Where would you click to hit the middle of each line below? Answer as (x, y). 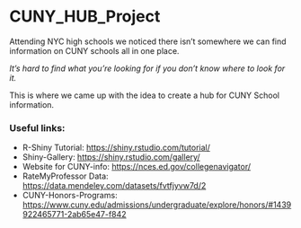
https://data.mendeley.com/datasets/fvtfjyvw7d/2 (114, 186)
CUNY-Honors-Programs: (70, 196)
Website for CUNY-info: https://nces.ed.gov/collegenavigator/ (137, 167)
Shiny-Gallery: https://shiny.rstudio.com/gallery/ (111, 157)
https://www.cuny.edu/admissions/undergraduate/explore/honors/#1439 (157, 205)
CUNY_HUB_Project (85, 17)
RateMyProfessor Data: (66, 176)
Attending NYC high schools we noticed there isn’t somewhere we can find (148, 41)
